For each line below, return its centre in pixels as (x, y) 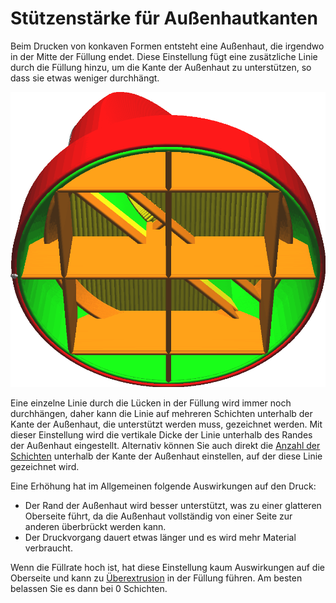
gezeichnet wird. (45, 467)
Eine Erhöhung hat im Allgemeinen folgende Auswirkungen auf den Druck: (163, 486)
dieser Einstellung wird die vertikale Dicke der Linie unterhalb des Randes (161, 435)
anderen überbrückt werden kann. (95, 527)
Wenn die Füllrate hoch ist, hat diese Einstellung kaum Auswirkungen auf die (167, 568)
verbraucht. (48, 548)
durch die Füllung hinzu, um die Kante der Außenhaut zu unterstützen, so (161, 67)
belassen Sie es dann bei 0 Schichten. (89, 589)
